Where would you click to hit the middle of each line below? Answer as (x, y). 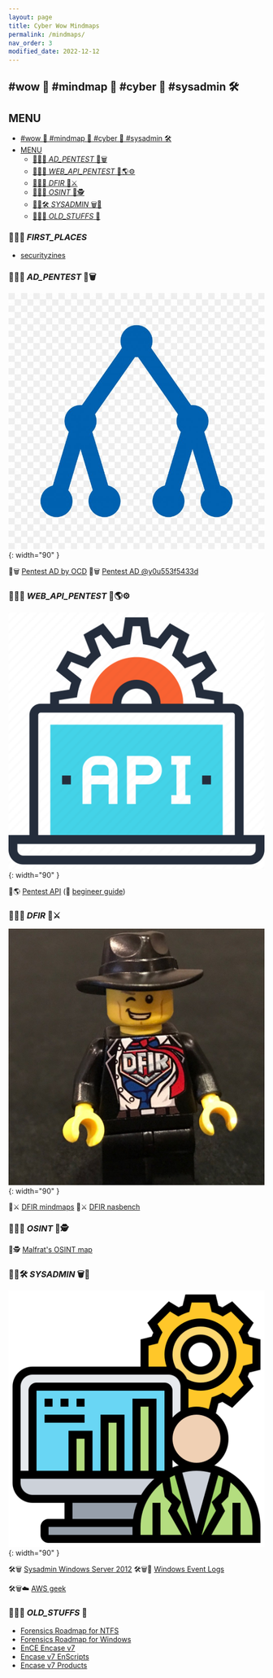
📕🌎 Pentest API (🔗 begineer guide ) (67, 891)
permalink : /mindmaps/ (47, 34)
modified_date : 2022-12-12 (54, 52)
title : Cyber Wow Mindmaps (54, 26)
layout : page (30, 17)
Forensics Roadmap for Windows (76, 1639)
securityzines (43, 255)
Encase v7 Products (54, 1665)
